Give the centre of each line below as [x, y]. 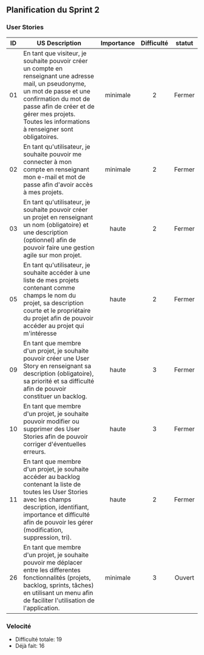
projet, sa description [53, 303]
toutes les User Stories [56, 492]
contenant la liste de [52, 484]
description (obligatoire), [59, 373]
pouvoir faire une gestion [59, 247]
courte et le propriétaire [57, 310]
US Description [59, 43]
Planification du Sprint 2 [53, 10]
